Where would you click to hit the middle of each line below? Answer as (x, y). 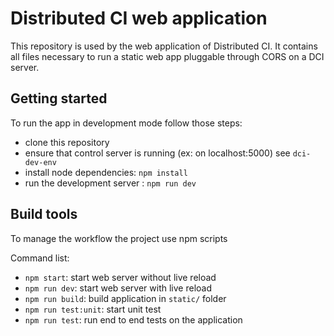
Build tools (44, 214)
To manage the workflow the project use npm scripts (119, 238)
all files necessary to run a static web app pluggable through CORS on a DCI (167, 56)
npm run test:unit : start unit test (93, 309)
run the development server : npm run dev (110, 183)
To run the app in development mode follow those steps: (126, 123)
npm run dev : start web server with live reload (118, 288)
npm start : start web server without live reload (120, 277)
